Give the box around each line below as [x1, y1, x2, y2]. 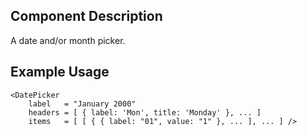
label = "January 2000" [28, 99, 137, 109]
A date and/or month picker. [10, 34, 126, 46]
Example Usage [10, 64, 110, 81]
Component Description [10, 8, 163, 25]
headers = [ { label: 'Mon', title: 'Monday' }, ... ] [28, 107, 262, 118]
